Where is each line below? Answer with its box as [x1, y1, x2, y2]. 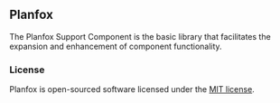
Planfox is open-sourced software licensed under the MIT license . [9, 84, 255, 95]
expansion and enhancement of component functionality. [9, 41, 223, 51]
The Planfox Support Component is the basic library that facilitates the [9, 31, 271, 42]
